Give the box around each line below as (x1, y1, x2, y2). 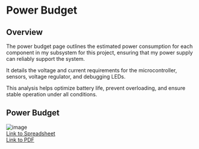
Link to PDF (6, 136, 34, 143)
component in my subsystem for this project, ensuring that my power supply (6, 49, 193, 56)
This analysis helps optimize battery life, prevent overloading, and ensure (6, 85, 186, 92)
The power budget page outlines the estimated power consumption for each (6, 43, 193, 50)
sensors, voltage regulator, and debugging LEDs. (6, 73, 126, 80)
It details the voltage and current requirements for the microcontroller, (6, 67, 177, 74)
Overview (6, 27, 43, 37)
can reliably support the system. (6, 56, 85, 62)
